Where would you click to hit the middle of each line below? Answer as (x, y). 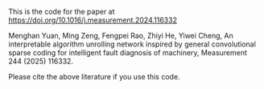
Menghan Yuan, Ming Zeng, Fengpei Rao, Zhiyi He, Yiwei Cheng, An (121, 36)
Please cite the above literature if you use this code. (94, 77)
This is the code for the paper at (62, 12)
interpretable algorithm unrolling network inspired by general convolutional (132, 44)
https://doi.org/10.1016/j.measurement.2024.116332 (93, 20)
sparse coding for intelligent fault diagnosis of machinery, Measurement (128, 53)
